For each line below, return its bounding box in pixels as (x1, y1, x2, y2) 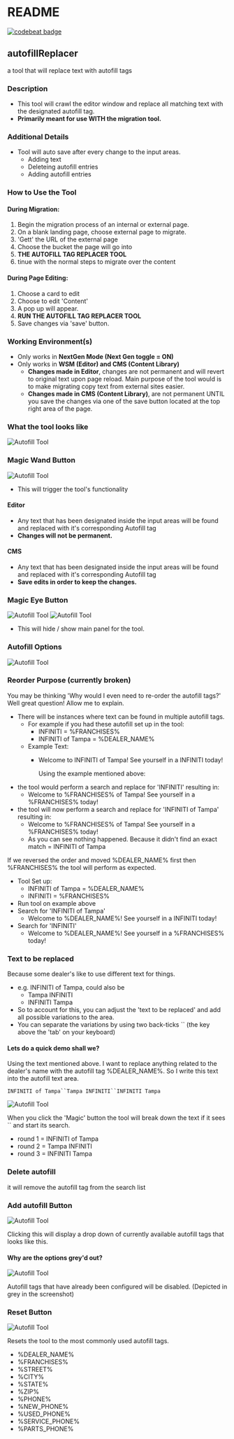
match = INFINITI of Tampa (27, 842, 106, 850)
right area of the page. (27, 404, 93, 413)
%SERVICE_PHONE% (17, 1417, 80, 1426)
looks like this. (7, 1237, 49, 1246)
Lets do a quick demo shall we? (7, 1044, 100, 1052)
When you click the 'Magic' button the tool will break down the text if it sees (7, 1114, 226, 1122)
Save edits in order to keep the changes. (17, 577, 138, 586)
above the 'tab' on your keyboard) (17, 1028, 116, 1037)
